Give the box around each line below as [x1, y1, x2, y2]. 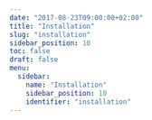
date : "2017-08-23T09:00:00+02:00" [9, 13, 144, 23]
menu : [9, 64, 30, 73]
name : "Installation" [25, 80, 107, 89]
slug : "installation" [9, 30, 91, 39]
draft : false [9, 55, 59, 64]
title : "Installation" [9, 22, 95, 31]
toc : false [9, 47, 51, 56]
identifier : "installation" [25, 97, 131, 106]
